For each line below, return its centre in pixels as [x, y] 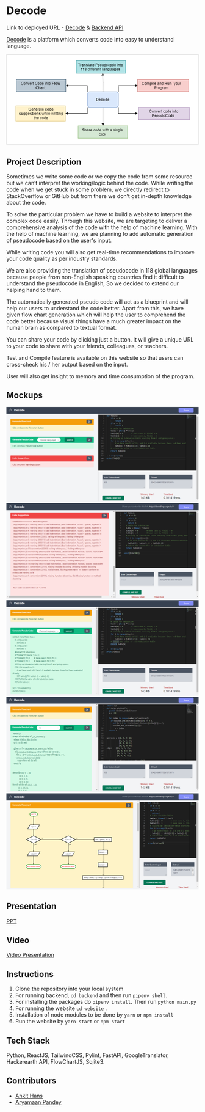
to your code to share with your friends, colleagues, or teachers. [87, 346]
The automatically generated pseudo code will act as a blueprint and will [97, 302]
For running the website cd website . [61, 1008]
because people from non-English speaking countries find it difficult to [95, 277]
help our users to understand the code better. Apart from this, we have [95, 308]
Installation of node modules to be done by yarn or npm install [94, 1015]
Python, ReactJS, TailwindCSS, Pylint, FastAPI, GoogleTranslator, [88, 1055]
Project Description [44, 162]
